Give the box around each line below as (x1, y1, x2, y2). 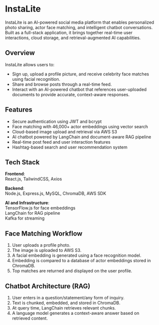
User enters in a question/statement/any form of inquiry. (12, 295, 125, 300)
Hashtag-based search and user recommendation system (12, 144, 127, 150)
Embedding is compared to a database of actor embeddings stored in (12, 258, 151, 264)
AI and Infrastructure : (5, 200, 49, 206)
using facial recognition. (12, 76, 61, 82)
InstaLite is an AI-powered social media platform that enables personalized (5, 19, 154, 25)
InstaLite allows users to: (5, 61, 55, 67)
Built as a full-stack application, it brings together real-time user (5, 30, 133, 35)
